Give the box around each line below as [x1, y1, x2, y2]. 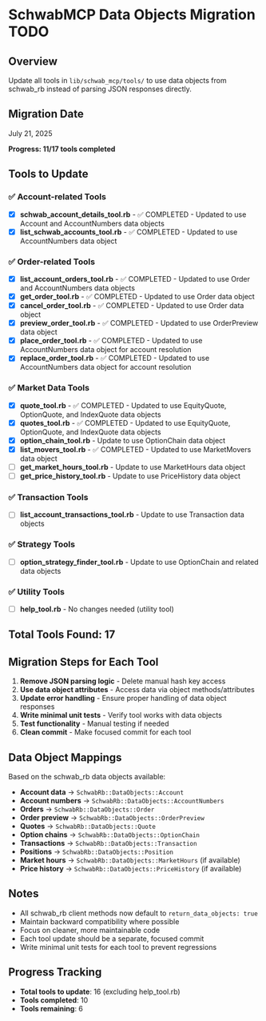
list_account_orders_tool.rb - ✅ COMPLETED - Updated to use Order [19, 274, 250, 283]
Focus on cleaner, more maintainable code [19, 925, 161, 935]
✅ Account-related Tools [8, 191, 106, 202]
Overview [8, 54, 58, 68]
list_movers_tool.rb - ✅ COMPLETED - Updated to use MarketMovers [19, 444, 252, 454]
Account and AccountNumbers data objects [19, 218, 165, 228]
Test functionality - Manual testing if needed [19, 719, 169, 729]
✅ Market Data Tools [8, 382, 90, 394]
